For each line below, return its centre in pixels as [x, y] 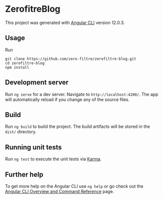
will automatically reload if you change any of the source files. [67, 99]
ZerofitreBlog [33, 9]
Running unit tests [33, 147]
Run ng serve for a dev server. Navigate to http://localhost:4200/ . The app [82, 94]
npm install [17, 67]
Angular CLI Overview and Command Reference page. [60, 191]
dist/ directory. [21, 132]
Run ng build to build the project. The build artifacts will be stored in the [78, 126]
